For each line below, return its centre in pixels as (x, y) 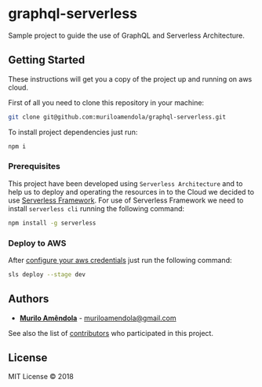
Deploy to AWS (37, 243)
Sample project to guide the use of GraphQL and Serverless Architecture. (127, 35)
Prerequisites (34, 166)
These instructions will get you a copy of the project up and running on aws (130, 78)
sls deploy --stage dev (47, 274)
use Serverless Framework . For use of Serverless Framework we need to (126, 200)
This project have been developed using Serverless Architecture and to (126, 183)
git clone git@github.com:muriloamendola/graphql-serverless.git (117, 117)
